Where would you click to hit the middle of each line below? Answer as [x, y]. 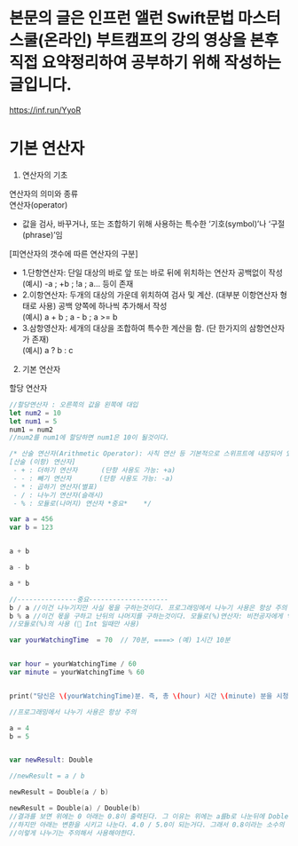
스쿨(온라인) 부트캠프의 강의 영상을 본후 [144, 40]
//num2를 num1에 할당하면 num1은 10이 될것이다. [90, 438]
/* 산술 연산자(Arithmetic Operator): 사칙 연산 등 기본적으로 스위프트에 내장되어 [145, 454]
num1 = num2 [31, 430]
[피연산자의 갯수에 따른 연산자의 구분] [74, 253]
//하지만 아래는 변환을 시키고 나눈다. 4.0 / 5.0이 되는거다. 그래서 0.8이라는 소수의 [147, 825]
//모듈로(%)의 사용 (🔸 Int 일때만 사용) [74, 624]
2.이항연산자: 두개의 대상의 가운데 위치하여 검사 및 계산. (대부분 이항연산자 [150, 295]
